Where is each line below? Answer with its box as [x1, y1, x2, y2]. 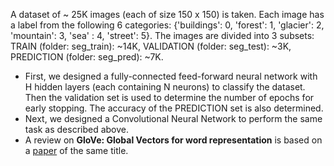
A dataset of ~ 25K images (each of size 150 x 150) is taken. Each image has [10, 9, 325, 20]
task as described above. [24, 124, 130, 135]
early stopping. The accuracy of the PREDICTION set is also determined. [24, 102, 324, 114]
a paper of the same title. [24, 145, 129, 156]
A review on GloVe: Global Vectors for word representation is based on [24, 134, 323, 146]
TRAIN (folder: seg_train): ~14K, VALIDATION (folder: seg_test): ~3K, [10, 40, 292, 52]
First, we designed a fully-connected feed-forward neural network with [24, 70, 318, 82]
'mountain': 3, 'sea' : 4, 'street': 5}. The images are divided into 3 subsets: [10, 30, 315, 41]
